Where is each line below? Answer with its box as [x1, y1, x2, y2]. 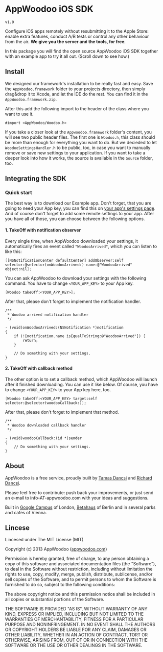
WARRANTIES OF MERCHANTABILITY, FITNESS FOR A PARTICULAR [5, 616, 143, 622]
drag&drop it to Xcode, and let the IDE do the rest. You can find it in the [5, 91, 148, 97]
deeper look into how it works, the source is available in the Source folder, [5, 155, 153, 161]
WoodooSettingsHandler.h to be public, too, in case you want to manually [5, 145, 151, 150]
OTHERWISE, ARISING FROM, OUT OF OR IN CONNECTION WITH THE [5, 637, 148, 643]
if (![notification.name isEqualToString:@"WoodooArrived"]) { [14, 333, 146, 339]
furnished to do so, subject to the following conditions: [5, 582, 115, 588]
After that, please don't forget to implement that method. [5, 409, 119, 415]
